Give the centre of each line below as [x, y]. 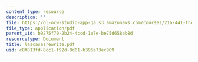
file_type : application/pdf [41, 28]
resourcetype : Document [35, 39]
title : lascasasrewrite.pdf [41, 45]
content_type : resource [35, 12]
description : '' [26, 17]
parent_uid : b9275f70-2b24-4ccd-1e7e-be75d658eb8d [70, 34]
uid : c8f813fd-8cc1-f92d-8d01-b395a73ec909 [60, 50]
